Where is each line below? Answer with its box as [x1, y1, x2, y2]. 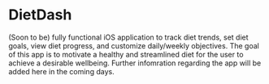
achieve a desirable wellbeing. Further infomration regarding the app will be [8, 58, 262, 68]
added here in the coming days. [8, 66, 115, 76]
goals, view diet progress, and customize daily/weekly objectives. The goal [8, 40, 260, 50]
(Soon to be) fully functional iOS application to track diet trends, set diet [8, 32, 249, 42]
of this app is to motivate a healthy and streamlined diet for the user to [8, 49, 244, 59]
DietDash [8, 6, 72, 24]
